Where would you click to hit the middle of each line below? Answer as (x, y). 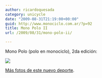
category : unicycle (25, 14)
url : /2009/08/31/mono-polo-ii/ (39, 33)
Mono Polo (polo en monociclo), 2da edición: (51, 51)
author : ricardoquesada (30, 10)
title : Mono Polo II (27, 28)
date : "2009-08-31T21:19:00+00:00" (42, 19)
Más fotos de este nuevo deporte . (40, 70)
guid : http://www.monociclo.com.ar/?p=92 (49, 24)
